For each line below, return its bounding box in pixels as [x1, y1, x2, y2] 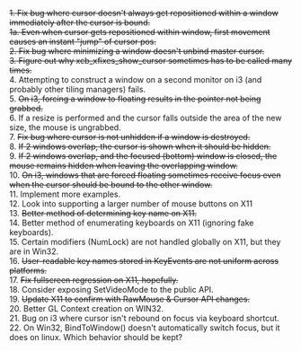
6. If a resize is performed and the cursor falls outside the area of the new [9, 112, 282, 123]
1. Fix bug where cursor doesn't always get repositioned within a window [9, 8, 279, 18]
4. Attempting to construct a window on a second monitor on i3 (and [9, 75, 262, 84]
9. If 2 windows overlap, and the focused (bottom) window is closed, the [9, 151, 278, 161]
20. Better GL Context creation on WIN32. [9, 303, 164, 313]
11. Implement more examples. [9, 189, 121, 199]
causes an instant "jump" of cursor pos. [9, 36, 157, 47]
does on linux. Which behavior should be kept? [9, 332, 182, 342]
